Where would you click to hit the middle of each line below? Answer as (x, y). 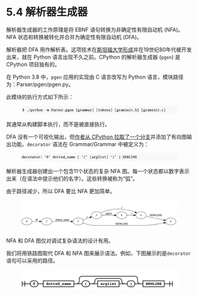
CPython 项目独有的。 (33, 64)
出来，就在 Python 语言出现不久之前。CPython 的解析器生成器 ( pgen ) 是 (93, 57)
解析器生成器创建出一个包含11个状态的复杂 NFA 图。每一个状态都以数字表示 (98, 171)
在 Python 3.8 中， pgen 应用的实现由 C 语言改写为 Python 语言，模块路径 (95, 77)
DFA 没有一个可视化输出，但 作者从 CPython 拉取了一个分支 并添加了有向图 (97, 137)
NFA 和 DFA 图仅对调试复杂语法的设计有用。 (60, 241)
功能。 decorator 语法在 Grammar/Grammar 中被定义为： (80, 144)
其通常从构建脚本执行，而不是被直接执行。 (58, 124)
